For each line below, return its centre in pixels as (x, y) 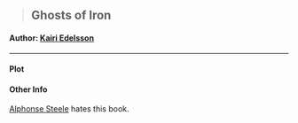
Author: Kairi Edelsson (52, 38)
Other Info (28, 89)
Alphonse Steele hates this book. (70, 109)
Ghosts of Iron (71, 15)
